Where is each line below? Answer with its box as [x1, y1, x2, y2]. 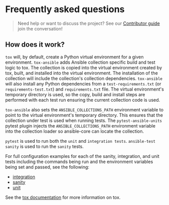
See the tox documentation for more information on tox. [5, 194, 121, 200]
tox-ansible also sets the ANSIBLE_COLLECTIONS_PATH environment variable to [5, 106, 164, 112]
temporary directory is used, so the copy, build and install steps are [5, 91, 145, 97]
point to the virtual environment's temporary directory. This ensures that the [5, 112, 163, 118]
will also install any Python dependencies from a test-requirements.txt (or [5, 80, 161, 87]
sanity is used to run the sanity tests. [5, 143, 84, 149]
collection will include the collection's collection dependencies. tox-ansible [5, 75, 163, 81]
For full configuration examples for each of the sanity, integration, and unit [5, 153, 160, 159]
